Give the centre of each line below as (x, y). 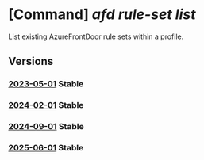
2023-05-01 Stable (46, 84)
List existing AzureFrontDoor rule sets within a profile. (96, 36)
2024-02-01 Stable (46, 105)
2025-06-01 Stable (46, 148)
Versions (31, 61)
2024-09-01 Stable (46, 127)
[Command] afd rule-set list (102, 15)
